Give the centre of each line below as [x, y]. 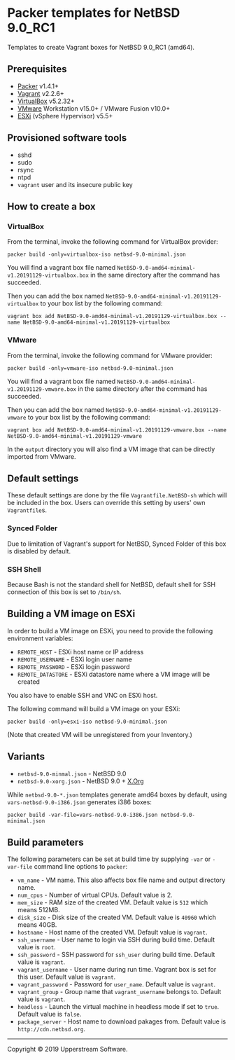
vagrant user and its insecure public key [75, 184]
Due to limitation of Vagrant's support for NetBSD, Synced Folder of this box [117, 544]
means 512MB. [39, 910]
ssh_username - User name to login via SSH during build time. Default [116, 939]
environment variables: [40, 638]
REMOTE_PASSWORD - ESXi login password [74, 666]
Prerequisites [37, 69]
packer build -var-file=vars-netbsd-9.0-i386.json [83, 815]
